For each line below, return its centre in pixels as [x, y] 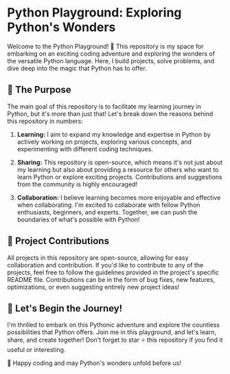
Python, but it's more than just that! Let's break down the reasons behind [110, 113]
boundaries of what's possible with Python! [78, 219]
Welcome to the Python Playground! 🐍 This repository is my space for [105, 46]
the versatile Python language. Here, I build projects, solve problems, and [111, 60]
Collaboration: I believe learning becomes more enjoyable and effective [119, 197]
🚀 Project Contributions [58, 241]
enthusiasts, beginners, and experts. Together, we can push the [107, 212]
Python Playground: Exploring [94, 13]
